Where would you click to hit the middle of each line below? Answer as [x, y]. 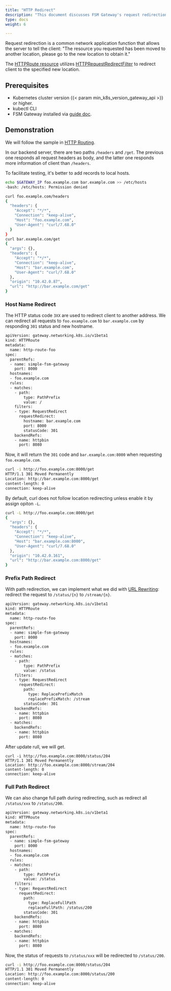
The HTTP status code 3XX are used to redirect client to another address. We [85, 316]
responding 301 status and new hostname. [50, 326]
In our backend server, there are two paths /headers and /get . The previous [84, 152]
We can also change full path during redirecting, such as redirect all [76, 798]
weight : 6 [16, 24]
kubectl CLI [25, 109]
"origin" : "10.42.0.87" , [36, 282]
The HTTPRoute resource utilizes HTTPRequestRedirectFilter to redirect [81, 64]
